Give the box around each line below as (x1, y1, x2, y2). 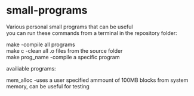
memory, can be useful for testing (6, 82, 90, 89)
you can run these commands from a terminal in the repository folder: (6, 29, 177, 36)
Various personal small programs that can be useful (6, 23, 133, 30)
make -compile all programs (6, 41, 76, 48)
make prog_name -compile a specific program (6, 53, 120, 60)
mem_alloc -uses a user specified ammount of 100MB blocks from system (6, 76, 189, 84)
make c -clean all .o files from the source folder (6, 47, 123, 54)
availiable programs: (6, 65, 56, 72)
